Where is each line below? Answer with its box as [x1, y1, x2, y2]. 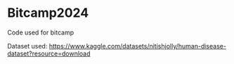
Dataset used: [7, 41, 48, 50]
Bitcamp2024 [7, 5, 89, 21]
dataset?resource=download [7, 49, 91, 58]
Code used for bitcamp [7, 28, 74, 37]
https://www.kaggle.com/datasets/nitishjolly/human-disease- [48, 41, 227, 50]
